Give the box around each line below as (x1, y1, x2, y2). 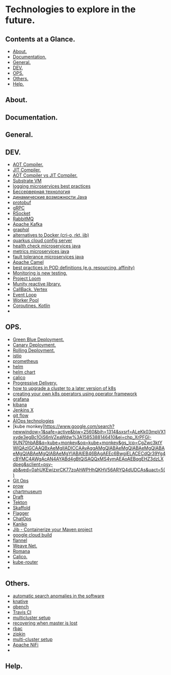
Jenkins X (12, 407, 34, 413)
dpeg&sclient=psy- (12, 461, 53, 467)
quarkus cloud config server (12, 237, 72, 243)
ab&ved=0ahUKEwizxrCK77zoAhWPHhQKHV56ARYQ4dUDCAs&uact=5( (12, 467, 165, 473)
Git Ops (12, 477, 29, 483)
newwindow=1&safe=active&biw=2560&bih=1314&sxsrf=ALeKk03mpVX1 (12, 428, 166, 435)
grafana (12, 396, 30, 402)
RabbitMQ (12, 216, 34, 222)
